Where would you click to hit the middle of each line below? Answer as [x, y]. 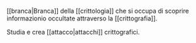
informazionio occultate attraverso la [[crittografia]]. [82, 18]
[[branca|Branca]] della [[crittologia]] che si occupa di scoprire [98, 11]
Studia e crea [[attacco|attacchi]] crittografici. [73, 32]
